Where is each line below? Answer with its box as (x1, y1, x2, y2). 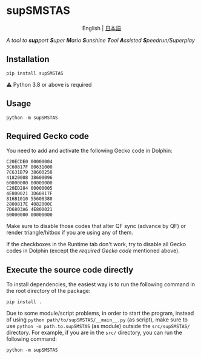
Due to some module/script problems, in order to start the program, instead (6, 310, 194, 317)
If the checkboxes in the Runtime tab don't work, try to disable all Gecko (6, 241, 186, 248)
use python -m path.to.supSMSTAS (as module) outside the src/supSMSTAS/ (6, 323, 191, 330)
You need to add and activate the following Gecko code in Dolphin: (6, 147, 173, 155)
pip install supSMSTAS (6, 70, 64, 76)
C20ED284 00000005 (6, 186, 53, 192)
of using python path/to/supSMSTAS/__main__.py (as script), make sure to (6, 316, 188, 323)
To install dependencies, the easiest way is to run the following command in (6, 281, 196, 288)
